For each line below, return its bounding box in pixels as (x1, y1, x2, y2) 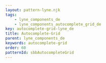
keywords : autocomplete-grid (5, 41, 67, 46)
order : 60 (5, 45, 26, 50)
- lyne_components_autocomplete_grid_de (14, 21, 101, 27)
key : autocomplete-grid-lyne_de (5, 26, 74, 31)
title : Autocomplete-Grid (5, 31, 60, 36)
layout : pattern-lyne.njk (5, 7, 60, 13)
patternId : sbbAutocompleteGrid (5, 50, 74, 55)
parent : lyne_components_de (5, 36, 65, 41)
